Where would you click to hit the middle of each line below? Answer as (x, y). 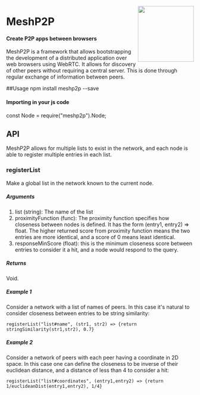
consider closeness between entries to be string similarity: (78, 313)
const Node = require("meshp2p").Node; (56, 115)
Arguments (21, 197)
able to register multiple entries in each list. (59, 155)
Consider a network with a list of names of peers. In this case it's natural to (98, 307)
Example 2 (20, 343)
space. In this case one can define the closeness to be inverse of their (92, 363)
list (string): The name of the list (54, 212)
